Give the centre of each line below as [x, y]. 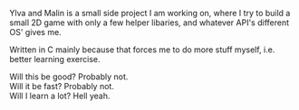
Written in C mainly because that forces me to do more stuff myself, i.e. [142, 50]
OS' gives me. [35, 32]
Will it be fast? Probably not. [62, 86]
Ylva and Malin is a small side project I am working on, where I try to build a [150, 13]
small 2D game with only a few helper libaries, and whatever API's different [149, 23]
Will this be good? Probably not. [69, 77]
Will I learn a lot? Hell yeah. [60, 96]
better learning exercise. [55, 59]
